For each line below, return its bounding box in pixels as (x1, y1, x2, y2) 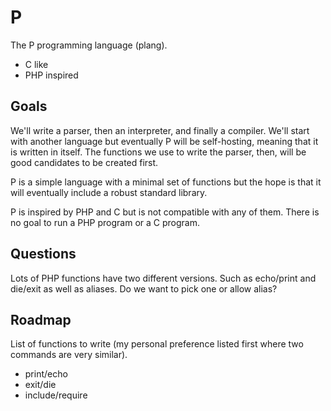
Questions (10, 246, 77, 263)
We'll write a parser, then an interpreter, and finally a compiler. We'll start (10, 124, 310, 136)
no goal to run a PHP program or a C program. (10, 216, 200, 228)
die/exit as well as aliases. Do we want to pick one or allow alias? (10, 282, 278, 295)
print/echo (24, 368, 68, 380)
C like (24, 58, 49, 70)
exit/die (24, 379, 57, 391)
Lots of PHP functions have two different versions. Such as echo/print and (10, 272, 317, 284)
